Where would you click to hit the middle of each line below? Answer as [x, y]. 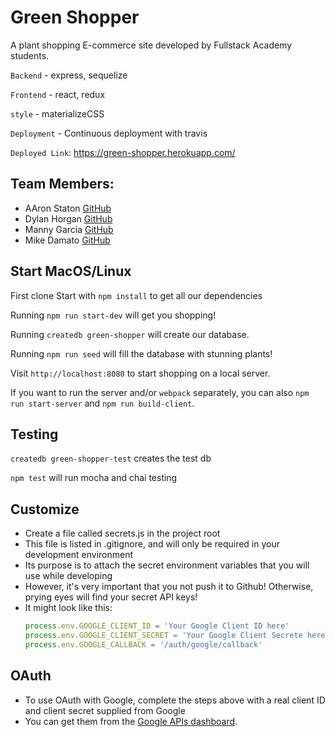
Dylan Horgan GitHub [68, 218]
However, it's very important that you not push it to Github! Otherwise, [169, 587]
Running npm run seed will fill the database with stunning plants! [141, 353]
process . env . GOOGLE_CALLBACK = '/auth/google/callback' [143, 644]
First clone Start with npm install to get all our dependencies [136, 295]
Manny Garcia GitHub [69, 229]
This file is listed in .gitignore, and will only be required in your [152, 544]
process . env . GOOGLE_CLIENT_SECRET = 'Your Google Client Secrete [163, 636]
